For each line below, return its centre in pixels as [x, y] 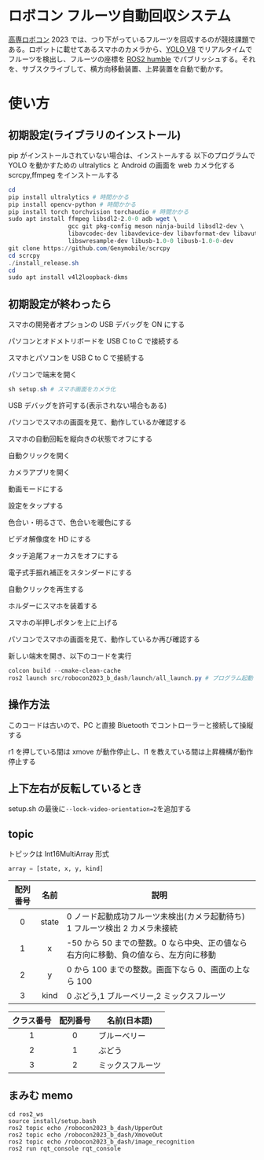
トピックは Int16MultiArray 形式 [59, 854]
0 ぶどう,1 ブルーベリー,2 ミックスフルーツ [146, 997]
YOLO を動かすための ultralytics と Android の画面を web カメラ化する [122, 165]
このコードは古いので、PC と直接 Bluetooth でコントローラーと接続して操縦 [131, 725]
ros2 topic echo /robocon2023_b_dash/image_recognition [101, 1142]
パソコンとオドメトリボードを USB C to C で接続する [93, 341]
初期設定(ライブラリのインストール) [95, 135]
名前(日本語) [130, 1021]
